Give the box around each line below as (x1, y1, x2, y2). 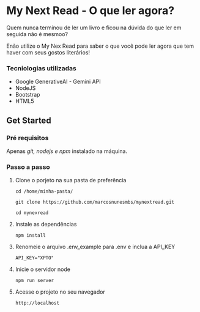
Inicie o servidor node (15, 266, 70, 273)
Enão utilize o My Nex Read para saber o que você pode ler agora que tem (6, 42, 194, 50)
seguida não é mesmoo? (6, 30, 69, 37)
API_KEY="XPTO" (15, 255, 54, 261)
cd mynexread (15, 210, 49, 216)
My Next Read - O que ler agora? (6, 4, 175, 18)
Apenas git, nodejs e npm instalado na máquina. (6, 147, 127, 155)
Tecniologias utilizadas (6, 64, 76, 72)
